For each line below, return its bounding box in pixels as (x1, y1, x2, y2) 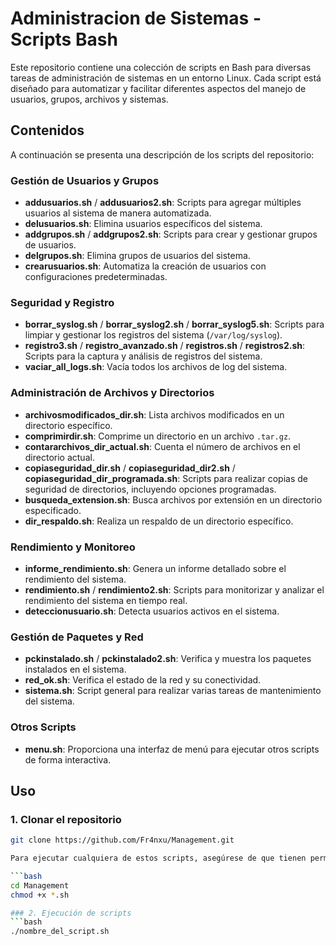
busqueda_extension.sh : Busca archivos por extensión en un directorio (24, 493, 323, 506)
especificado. (24, 504, 82, 516)
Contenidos (10, 122, 85, 139)
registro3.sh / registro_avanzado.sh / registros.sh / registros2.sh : (24, 340, 306, 352)
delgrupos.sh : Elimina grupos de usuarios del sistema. (24, 250, 251, 262)
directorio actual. (24, 451, 95, 463)
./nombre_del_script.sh (10, 927, 110, 937)
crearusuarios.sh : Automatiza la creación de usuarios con (24, 260, 267, 272)
